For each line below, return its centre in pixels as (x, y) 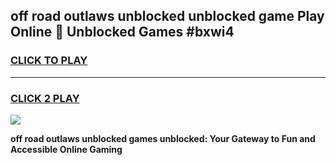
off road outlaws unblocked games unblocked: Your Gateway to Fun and (163, 138)
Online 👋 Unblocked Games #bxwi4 (122, 32)
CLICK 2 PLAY (45, 98)
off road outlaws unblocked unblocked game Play (167, 16)
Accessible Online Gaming (66, 149)
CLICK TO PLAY (49, 61)
